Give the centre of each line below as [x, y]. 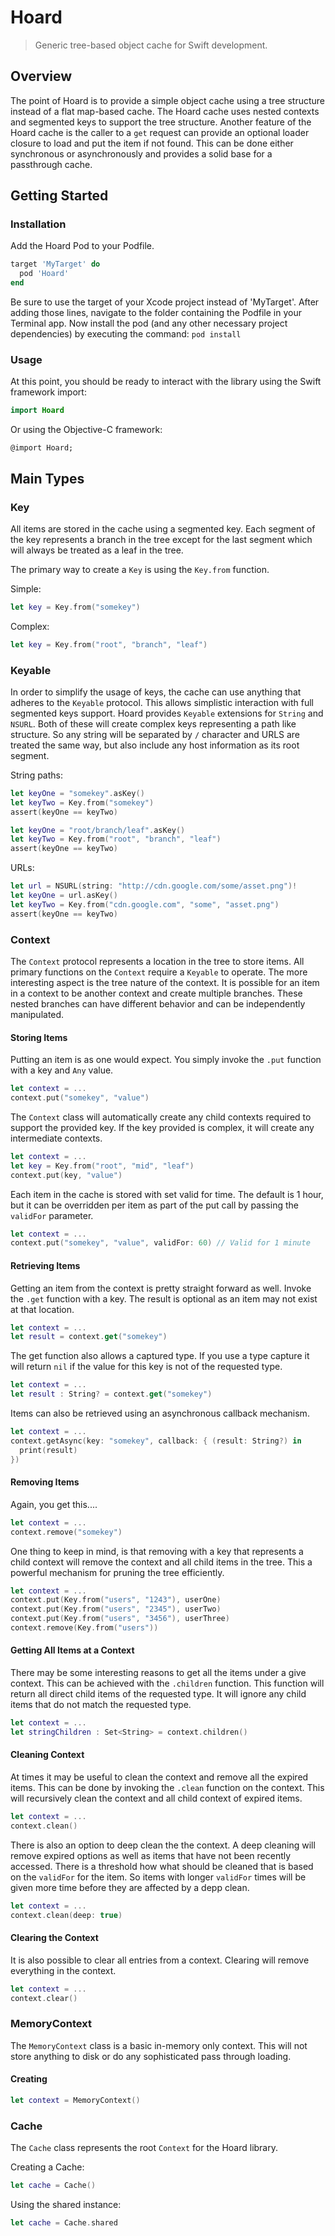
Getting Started [59, 196]
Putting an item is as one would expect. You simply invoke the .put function [166, 1060]
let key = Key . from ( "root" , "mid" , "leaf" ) [102, 1166]
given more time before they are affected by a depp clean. [130, 1887]
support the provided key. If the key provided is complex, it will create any [162, 1127]
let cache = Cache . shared [64, 2223]
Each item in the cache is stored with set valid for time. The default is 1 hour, [167, 1194]
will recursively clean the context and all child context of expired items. [156, 1798]
